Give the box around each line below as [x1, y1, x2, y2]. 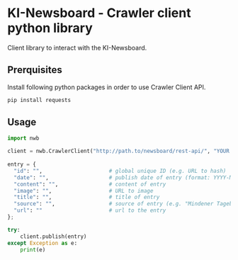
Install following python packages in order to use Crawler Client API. [7, 83, 206, 91]
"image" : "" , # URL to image [13, 187, 154, 194]
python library [7, 20, 93, 36]
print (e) [20, 246, 46, 253]
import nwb [7, 135, 40, 142]
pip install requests [7, 96, 72, 103]
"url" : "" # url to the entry [13, 207, 166, 214]
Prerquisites [7, 64, 62, 76]
